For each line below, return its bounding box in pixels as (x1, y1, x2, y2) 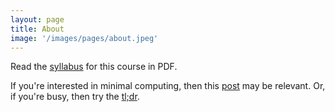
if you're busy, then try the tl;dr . (10, 91, 140, 103)
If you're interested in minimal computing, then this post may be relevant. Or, (10, 80, 326, 92)
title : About (10, 24, 65, 34)
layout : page (10, 14, 65, 25)
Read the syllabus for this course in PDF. (10, 61, 178, 73)
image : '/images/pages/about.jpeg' (10, 33, 159, 43)
